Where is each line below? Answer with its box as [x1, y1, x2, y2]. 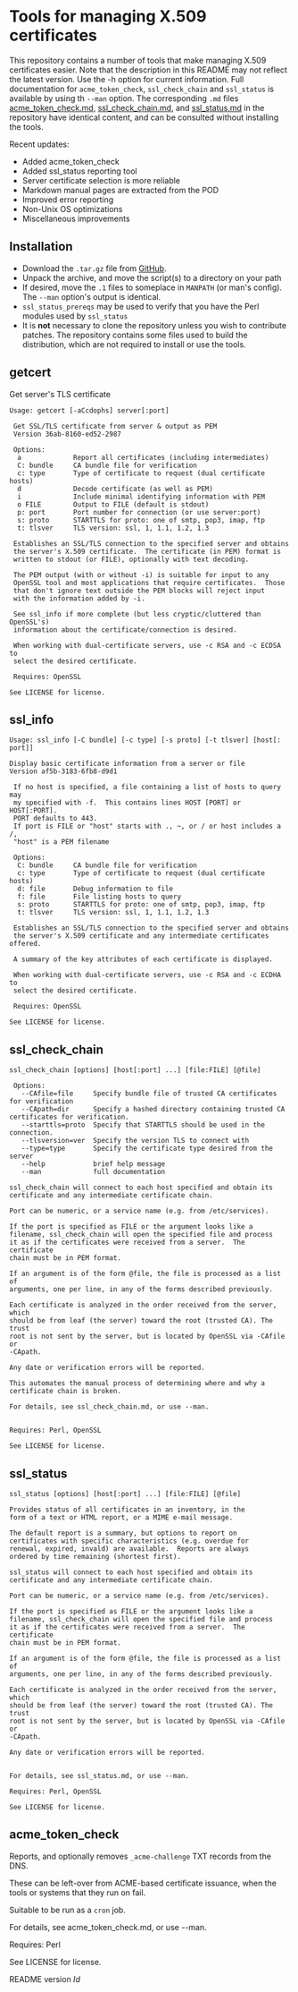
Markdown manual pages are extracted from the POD [21, 184, 219, 195]
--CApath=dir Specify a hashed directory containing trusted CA [21, 1105, 286, 1114]
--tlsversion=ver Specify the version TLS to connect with [21, 1136, 250, 1145]
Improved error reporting [21, 194, 114, 205]
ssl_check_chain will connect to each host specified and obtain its [9, 1183, 274, 1192]
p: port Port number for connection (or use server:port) [17, 507, 261, 516]
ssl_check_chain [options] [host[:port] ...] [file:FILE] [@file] [9, 1066, 261, 1075]
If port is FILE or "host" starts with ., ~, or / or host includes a [12, 821, 281, 831]
